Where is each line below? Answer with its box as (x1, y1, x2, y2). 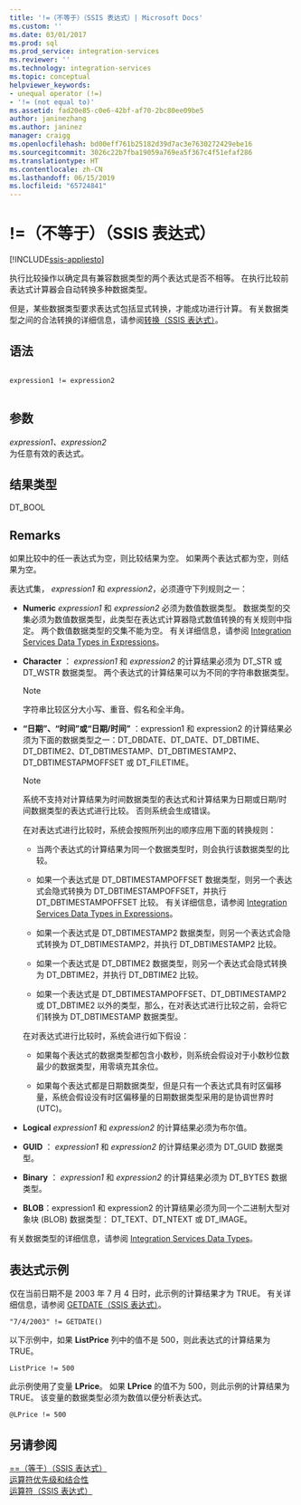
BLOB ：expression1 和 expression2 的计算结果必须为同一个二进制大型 (22, 1203, 283, 1213)
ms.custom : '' (9, 22, 63, 31)
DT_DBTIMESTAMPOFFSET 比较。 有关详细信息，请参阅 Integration (35, 897, 287, 908)
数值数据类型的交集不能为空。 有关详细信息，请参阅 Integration (56, 626, 292, 637)
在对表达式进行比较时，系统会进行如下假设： (22, 1030, 190, 1041)
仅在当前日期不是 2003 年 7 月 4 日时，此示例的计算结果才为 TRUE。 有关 (9, 1288, 284, 1299)
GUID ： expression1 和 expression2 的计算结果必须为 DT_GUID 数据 (22, 1142, 276, 1153)
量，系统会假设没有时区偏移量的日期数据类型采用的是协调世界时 (35, 1092, 274, 1103)
